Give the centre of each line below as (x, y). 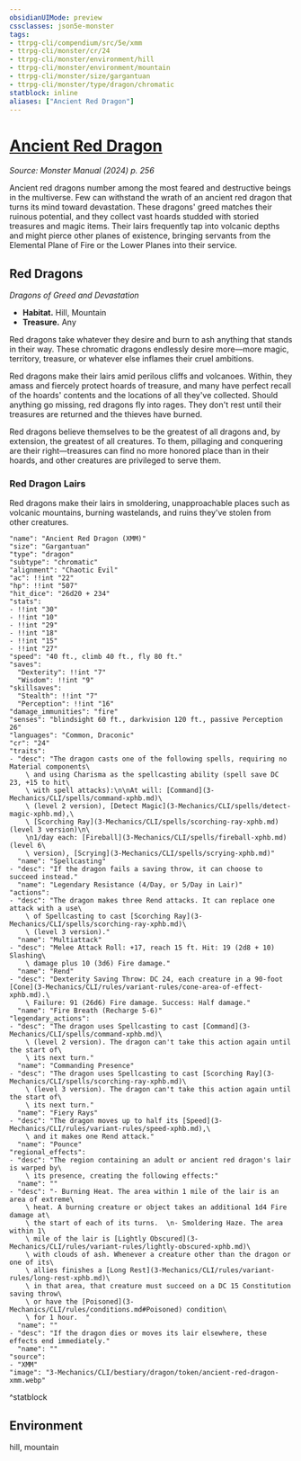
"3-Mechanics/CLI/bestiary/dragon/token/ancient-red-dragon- (162, 1373)
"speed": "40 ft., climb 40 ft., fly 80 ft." (96, 657)
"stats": (26, 602)
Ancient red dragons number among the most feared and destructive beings (150, 188)
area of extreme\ (42, 1200)
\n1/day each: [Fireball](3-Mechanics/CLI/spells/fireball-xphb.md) (156, 838)
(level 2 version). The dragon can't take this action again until (162, 1042)
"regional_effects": (48, 1153)
